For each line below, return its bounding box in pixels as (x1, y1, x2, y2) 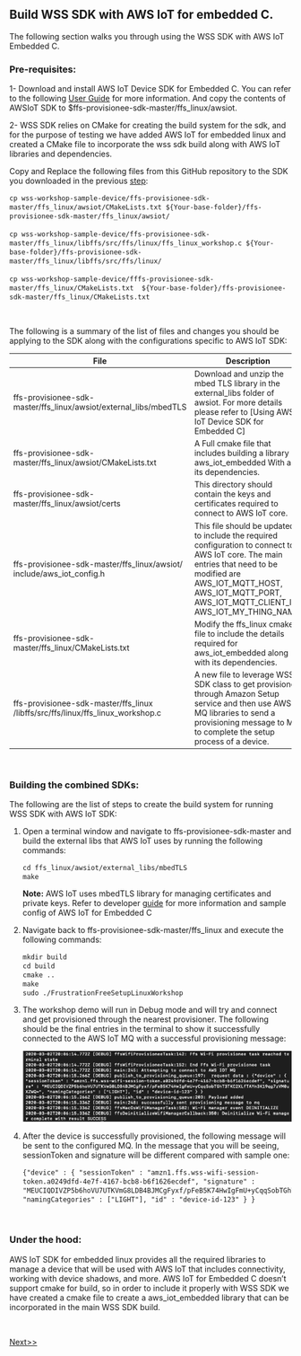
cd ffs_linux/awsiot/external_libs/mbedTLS (21, 863, 188, 872)
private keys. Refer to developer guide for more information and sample (21, 897, 287, 908)
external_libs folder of (193, 387, 275, 398)
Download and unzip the (193, 368, 284, 379)
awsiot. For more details (193, 397, 283, 408)
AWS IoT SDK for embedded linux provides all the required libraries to (9, 1254, 266, 1264)
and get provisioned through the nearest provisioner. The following (21, 1014, 269, 1025)
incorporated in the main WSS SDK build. (9, 1301, 161, 1312)
